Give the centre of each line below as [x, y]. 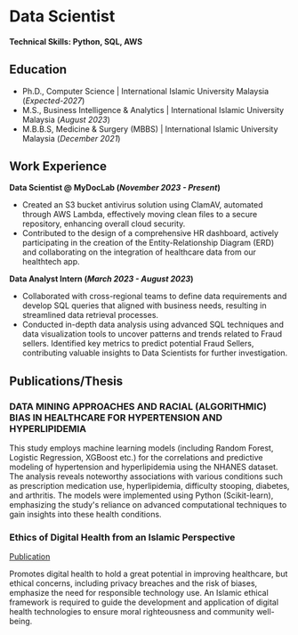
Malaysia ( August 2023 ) [66, 119]
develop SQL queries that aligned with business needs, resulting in [144, 305]
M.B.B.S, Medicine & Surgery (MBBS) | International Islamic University [150, 129]
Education [38, 70]
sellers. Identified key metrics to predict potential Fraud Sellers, [138, 344]
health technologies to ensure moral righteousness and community [132, 612]
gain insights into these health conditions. [85, 515]
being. [21, 622]
